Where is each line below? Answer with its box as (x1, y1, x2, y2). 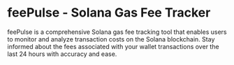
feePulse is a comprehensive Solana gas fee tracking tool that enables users (7, 28, 227, 36)
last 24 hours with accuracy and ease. (7, 50, 117, 58)
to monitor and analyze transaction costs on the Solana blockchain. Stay (7, 35, 215, 43)
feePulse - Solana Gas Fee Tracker (7, 5, 211, 21)
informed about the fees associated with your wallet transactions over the (7, 42, 219, 50)
